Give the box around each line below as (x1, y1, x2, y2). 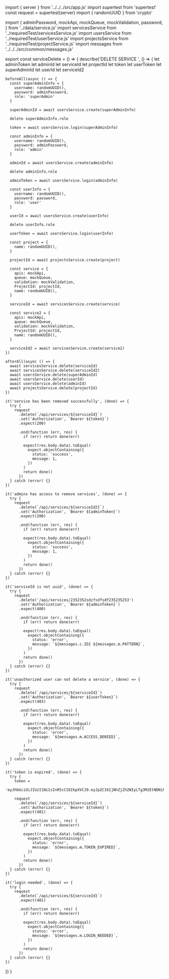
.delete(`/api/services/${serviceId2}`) (18, 505, 105, 510)
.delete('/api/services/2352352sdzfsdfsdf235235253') (18, 597, 134, 603)
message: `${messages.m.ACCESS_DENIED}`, (32, 734, 121, 739)
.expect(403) (18, 699, 46, 704)
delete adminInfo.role (10, 169, 57, 174)
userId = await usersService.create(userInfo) (10, 213, 109, 219)
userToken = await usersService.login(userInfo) (10, 231, 114, 236)
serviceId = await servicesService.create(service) (10, 302, 121, 307)
